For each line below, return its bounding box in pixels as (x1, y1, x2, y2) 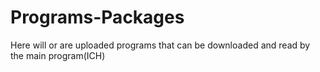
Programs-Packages (10, 6, 185, 29)
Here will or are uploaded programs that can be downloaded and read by (10, 39, 311, 51)
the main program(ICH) (10, 49, 106, 61)
